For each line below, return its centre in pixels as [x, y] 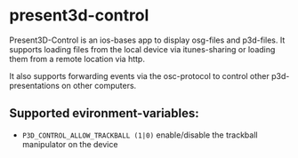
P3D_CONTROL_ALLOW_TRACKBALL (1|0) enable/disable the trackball [140, 135]
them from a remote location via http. [77, 59]
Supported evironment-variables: [104, 113]
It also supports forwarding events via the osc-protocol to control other [139, 75]
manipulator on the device [70, 144]
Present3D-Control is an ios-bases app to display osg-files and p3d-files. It [147, 40]
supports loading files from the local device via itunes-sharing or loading [142, 49]
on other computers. [99, 85]
